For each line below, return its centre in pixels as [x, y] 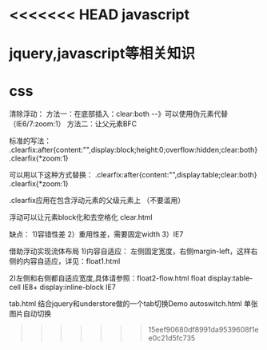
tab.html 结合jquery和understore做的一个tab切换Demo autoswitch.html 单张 [133, 304]
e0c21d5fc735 [172, 338]
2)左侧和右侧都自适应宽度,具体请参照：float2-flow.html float [108, 278]
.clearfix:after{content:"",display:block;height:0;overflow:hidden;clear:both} [133, 150]
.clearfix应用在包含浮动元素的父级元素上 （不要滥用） [97, 201]
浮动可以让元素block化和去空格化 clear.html [81, 217]
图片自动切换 [30, 314]
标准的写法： [30, 141]
